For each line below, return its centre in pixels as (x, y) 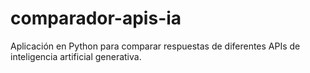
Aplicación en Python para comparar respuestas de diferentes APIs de (155, 46)
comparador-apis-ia (96, 18)
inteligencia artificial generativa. (76, 56)
